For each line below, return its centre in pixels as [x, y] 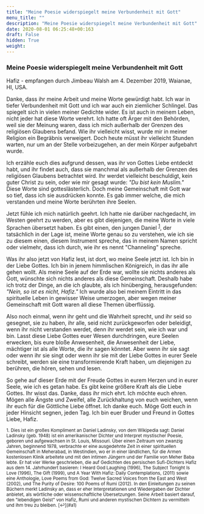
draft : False [23, 35]
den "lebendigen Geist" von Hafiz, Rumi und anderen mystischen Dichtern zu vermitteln [98, 500]
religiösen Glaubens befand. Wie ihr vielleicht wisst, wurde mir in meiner [97, 131]
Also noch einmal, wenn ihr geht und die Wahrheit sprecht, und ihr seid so [99, 316]
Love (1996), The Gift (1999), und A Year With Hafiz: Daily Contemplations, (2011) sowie [97, 473]
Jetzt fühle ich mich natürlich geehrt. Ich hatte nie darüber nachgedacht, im [101, 214]
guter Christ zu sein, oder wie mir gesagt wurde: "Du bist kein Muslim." [95, 182]
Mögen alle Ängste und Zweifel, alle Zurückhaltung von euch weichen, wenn [102, 399]
